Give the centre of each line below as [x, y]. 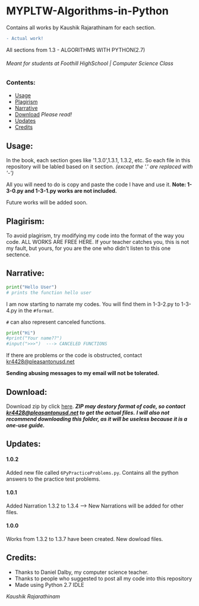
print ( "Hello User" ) [32, 287]
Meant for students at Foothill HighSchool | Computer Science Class [90, 63]
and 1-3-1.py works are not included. [71, 191]
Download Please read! [43, 115]
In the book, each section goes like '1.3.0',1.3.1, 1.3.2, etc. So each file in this [98, 160]
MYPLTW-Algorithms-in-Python [88, 11]
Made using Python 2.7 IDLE [49, 585]
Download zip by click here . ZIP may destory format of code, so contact [96, 406]
